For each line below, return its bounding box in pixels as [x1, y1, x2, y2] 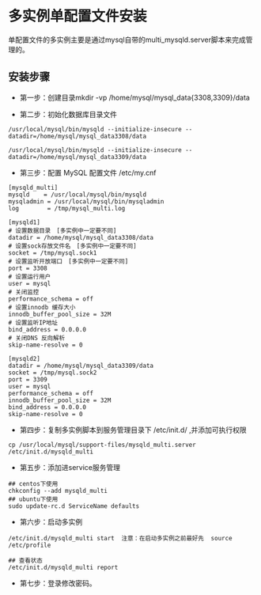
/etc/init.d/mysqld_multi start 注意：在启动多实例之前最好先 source [8, 534, 233, 542]
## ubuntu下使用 [8, 495, 59, 503]
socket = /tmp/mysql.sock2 [8, 369, 97, 377]
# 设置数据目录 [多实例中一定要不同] [8, 226, 117, 234]
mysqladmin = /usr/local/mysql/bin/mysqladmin [8, 197, 165, 206]
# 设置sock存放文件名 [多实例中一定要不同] [8, 242, 137, 250]
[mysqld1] [8, 218, 41, 226]
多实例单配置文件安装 [8, 7, 148, 25]
